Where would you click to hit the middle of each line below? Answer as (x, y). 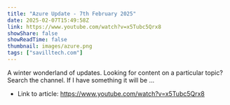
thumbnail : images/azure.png (50, 46)
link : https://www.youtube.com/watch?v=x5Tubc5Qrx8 (84, 27)
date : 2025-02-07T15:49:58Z (48, 20)
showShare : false (33, 33)
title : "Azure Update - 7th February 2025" (72, 14)
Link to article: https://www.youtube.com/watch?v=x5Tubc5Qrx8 (111, 93)
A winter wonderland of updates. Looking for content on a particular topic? (115, 72)
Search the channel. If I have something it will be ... (81, 80)
